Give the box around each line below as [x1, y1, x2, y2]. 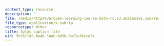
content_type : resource [5, 7, 54, 12]
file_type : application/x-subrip [5, 20, 73, 25]
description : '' [5, 11, 38, 16]
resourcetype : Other [5, 25, 47, 30]
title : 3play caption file [5, 29, 60, 34]
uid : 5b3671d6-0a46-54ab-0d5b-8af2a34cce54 [5, 34, 95, 39]
